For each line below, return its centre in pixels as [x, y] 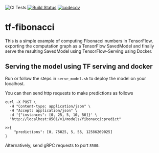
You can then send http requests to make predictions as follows [69, 93]
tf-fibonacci [30, 27]
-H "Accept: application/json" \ [44, 110]
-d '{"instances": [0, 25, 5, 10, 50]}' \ [53, 115]
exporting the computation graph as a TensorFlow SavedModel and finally [79, 46]
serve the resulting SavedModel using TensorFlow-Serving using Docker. [79, 51]
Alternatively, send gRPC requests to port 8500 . [52, 145]
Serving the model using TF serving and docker [79, 67]
